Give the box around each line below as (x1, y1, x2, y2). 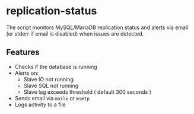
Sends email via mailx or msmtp (14, 94, 90, 102)
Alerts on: (14, 69, 39, 77)
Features (6, 47, 40, 58)
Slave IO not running (23, 75, 74, 83)
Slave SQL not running (23, 82, 79, 89)
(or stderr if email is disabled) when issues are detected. (6, 30, 144, 37)
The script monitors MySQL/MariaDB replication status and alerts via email (6, 24, 189, 31)
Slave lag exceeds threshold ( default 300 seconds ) (23, 88, 151, 96)
